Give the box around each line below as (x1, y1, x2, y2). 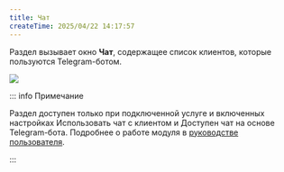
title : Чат (9, 13, 50, 23)
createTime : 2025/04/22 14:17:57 (9, 22, 135, 31)
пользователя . (9, 136, 65, 147)
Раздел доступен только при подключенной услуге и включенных (9, 107, 265, 118)
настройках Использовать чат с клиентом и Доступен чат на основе (9, 117, 275, 128)
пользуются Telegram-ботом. (9, 56, 123, 67)
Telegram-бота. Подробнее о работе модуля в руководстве (9, 127, 239, 138)
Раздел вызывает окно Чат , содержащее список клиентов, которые (9, 46, 272, 57)
